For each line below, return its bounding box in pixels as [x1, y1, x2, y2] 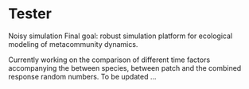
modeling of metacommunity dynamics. [8, 39, 138, 48]
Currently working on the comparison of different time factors [8, 55, 211, 64]
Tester [8, 5, 52, 23]
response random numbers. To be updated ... [8, 72, 157, 81]
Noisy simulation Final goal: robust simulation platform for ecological [8, 31, 233, 41]
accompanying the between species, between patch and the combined [8, 63, 242, 72]
